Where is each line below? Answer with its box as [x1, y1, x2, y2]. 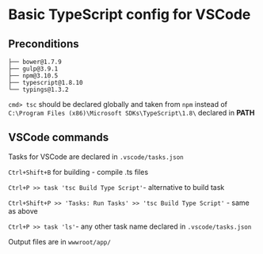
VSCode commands [8, 131, 109, 144]
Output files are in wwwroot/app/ [8, 237, 111, 246]
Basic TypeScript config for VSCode [8, 6, 251, 24]
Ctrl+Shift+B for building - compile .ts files [8, 167, 149, 176]
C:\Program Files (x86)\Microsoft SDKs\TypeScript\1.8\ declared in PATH [8, 108, 255, 117]
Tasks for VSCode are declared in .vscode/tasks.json [8, 152, 184, 161]
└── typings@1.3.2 [8, 85, 69, 93]
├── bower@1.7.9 [8, 58, 62, 66]
